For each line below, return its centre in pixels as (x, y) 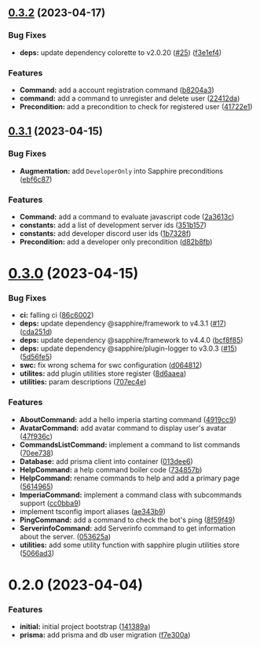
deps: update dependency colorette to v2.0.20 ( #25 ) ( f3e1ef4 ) (121, 52)
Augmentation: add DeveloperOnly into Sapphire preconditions (121, 171)
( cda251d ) (36, 332)
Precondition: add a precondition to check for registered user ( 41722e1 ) (136, 106)
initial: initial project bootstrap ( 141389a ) (85, 627)
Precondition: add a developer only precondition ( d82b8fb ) (116, 241)
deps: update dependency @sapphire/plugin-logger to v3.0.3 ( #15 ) (128, 348)
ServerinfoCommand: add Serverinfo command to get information (127, 528)
